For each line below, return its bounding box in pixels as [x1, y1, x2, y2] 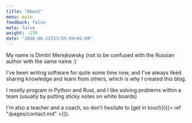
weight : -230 [6, 30, 38, 36]
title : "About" [6, 8, 43, 15]
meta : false [6, 24, 35, 31]
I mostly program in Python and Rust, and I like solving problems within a [6, 87, 181, 93]
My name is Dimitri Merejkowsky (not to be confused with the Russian [6, 52, 174, 58]
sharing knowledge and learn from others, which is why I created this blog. [6, 75, 187, 82]
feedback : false [6, 19, 46, 25]
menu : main [6, 14, 33, 20]
